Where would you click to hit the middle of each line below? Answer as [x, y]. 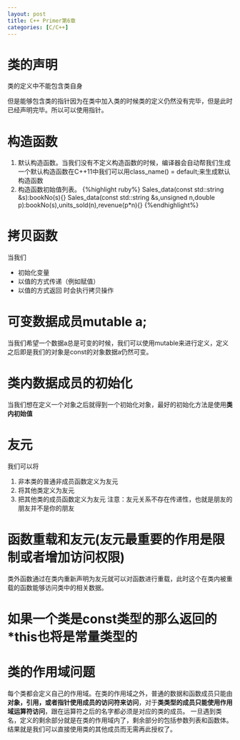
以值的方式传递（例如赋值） [59, 281]
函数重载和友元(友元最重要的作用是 [110, 540]
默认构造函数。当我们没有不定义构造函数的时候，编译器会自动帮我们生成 [124, 163]
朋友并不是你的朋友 [46, 508]
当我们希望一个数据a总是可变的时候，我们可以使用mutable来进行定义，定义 [118, 343]
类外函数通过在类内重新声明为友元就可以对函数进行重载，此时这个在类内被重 [120, 579]
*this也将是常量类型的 [72, 637]
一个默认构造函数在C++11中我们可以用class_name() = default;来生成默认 [124, 171]
